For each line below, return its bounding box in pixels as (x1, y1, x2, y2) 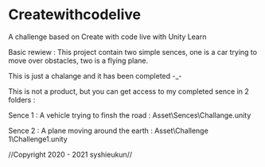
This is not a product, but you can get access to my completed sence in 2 (8, 86, 249, 96)
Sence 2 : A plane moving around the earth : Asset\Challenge (8, 126, 208, 135)
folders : (8, 95, 36, 104)
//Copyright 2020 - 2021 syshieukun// (8, 150, 133, 159)
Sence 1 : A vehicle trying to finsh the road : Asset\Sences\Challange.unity (8, 110, 251, 120)
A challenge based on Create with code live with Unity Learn (8, 32, 207, 41)
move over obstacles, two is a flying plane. (8, 56, 149, 65)
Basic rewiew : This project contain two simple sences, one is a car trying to (8, 47, 257, 56)
